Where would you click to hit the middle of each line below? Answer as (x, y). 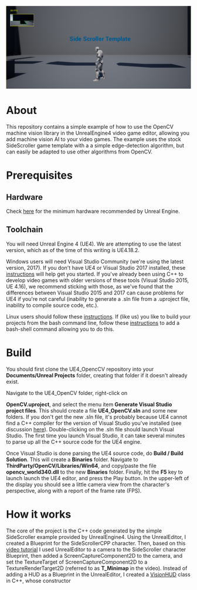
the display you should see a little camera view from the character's (88, 484)
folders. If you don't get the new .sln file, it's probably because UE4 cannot (97, 417)
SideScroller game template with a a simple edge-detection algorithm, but (95, 146)
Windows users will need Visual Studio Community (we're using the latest (95, 262)
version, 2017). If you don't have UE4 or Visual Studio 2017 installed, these (96, 267)
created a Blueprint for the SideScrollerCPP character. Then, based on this (96, 543)
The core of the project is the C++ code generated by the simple (84, 531)
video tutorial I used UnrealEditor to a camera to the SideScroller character (96, 549)
